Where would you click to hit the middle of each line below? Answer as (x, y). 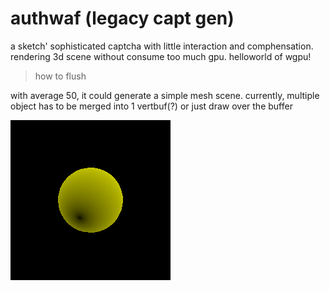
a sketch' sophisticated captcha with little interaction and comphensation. (162, 46)
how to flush (60, 76)
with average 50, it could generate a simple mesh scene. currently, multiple (165, 95)
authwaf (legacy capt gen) (122, 18)
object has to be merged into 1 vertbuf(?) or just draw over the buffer (151, 106)
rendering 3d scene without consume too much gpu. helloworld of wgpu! (161, 56)
